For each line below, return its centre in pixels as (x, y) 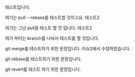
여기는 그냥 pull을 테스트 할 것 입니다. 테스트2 (49, 28)
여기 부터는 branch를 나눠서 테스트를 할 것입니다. (52, 38)
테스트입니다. (18, 7)
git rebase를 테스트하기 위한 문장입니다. (43, 59)
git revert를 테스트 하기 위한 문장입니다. (43, 69)
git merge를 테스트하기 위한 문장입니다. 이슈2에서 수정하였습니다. (68, 48)
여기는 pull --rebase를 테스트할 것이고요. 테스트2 (52, 18)
